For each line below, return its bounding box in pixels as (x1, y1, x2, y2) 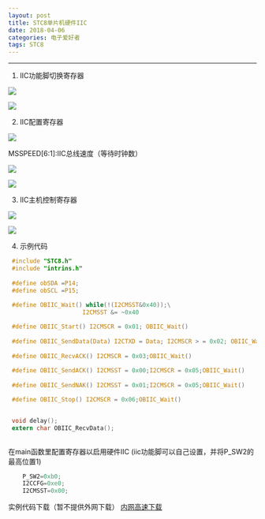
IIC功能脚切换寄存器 (19, 71, 84, 80)
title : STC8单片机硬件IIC (8, 19, 88, 27)
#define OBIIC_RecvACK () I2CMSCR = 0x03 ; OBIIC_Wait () (11, 352, 192, 360)
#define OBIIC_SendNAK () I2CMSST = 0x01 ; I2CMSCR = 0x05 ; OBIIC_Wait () (11, 382, 245, 390)
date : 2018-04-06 (8, 26, 65, 34)
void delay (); (11, 416, 58, 424)
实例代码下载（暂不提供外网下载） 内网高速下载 (8, 502, 162, 512)
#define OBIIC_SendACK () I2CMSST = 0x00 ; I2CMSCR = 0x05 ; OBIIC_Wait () (11, 367, 245, 375)
